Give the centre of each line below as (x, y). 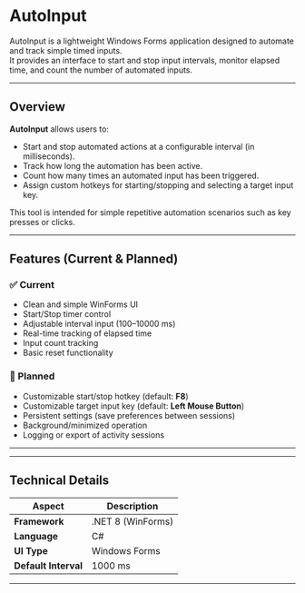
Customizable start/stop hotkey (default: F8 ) (105, 396)
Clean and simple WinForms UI (80, 304)
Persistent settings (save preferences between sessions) (129, 415)
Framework (39, 521)
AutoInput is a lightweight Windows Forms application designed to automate (152, 41)
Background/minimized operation (85, 425)
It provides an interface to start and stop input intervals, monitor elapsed (145, 60)
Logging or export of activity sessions (93, 435)
